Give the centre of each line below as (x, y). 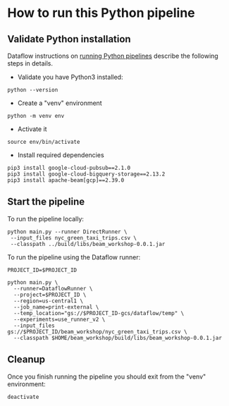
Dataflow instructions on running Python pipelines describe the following (113, 56)
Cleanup (26, 360)
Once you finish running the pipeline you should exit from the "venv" (107, 376)
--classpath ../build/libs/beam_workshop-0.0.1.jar (88, 244)
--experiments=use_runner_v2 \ (60, 319)
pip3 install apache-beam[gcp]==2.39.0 (66, 180)
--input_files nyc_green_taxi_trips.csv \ (74, 238)
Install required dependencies (61, 155)
